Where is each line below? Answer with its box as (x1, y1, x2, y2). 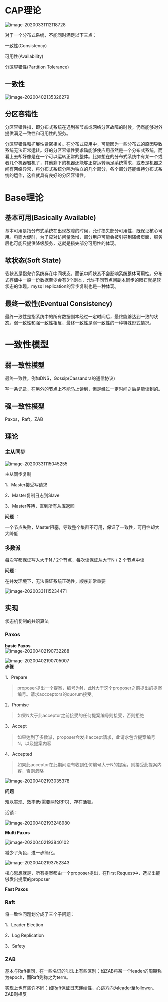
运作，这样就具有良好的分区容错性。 (13, 172, 88, 178)
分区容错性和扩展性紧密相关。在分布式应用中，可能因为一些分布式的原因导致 (5, 141, 163, 147)
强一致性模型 (5, 402, 45, 410)
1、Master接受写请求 (5, 481, 48, 488)
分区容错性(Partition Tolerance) (5, 64, 69, 70)
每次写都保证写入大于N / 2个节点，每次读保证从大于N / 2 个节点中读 (5, 557, 145, 563)
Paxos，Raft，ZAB (5, 416, 43, 422)
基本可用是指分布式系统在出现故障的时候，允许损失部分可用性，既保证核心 (5, 227, 158, 234)
